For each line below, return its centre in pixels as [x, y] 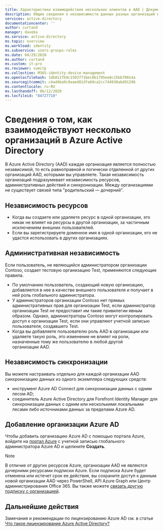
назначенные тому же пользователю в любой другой [67, 341]
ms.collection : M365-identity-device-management [55, 73]
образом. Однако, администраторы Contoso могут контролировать [82, 316]
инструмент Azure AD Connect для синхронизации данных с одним [82, 388]
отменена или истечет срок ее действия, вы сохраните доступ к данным [81, 476]
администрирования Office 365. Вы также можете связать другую [74, 486]
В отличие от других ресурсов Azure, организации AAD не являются [76, 465]
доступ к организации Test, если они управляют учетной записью [81, 321]
